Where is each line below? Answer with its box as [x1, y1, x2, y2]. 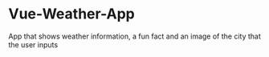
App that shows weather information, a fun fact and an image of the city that [8, 31, 261, 41]
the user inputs [8, 39, 59, 49]
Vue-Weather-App [8, 5, 135, 23]
